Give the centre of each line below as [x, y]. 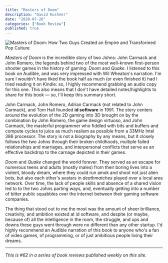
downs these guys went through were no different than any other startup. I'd [84, 225]
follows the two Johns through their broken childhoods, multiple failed [77, 142]
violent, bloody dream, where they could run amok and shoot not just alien [82, 172]
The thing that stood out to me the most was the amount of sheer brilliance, [83, 209]
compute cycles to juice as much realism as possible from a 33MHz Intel [80, 131]
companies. [17, 199]
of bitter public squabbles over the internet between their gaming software [82, 194]
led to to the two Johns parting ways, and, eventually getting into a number [82, 188]
